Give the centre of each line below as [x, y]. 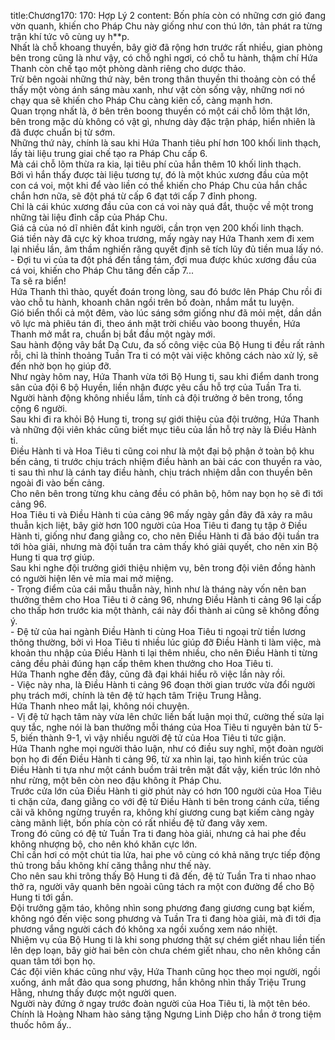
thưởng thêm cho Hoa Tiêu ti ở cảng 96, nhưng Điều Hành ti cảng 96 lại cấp [166, 599]
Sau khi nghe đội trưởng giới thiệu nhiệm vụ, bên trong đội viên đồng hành [163, 568]
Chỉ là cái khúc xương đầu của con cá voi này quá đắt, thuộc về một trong [162, 206]
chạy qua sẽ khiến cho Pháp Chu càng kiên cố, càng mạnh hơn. [141, 100]
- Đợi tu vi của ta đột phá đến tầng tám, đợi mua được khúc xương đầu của [163, 259]
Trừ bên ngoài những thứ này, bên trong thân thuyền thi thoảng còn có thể [163, 79]
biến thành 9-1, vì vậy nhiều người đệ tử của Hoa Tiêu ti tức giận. [153, 738]
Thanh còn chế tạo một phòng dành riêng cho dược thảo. [128, 68]
